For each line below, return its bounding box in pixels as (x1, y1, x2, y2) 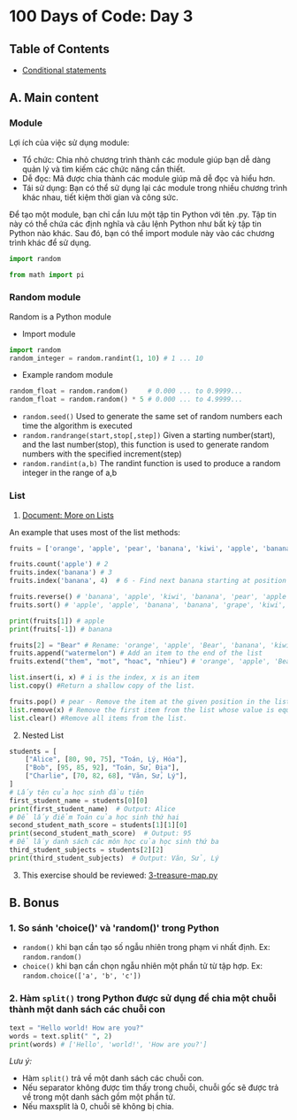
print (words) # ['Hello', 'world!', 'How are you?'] (9, 1039, 208, 1049)
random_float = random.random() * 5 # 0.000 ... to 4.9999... (9, 395, 243, 404)
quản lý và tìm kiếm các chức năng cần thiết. (21, 164, 186, 174)
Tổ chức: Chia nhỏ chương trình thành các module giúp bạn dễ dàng (21, 154, 271, 165)
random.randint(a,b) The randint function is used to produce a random (21, 458, 281, 469)
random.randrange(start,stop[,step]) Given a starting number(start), (21, 430, 276, 441)
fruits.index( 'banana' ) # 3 (9, 568, 113, 577)
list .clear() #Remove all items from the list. (9, 714, 188, 723)
